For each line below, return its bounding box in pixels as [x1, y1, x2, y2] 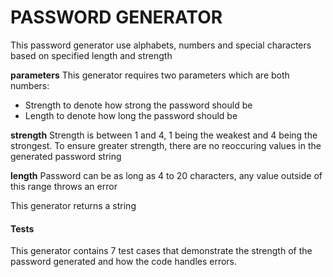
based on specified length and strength [10, 49, 173, 61]
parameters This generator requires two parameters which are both [10, 69, 290, 81]
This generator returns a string [10, 199, 137, 211]
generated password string [10, 150, 122, 162]
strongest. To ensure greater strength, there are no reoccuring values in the [10, 139, 322, 151]
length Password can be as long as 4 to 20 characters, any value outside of [10, 169, 323, 181]
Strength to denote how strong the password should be [24, 99, 253, 111]
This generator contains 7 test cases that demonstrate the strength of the [10, 245, 313, 257]
